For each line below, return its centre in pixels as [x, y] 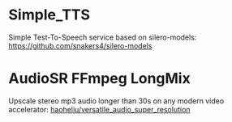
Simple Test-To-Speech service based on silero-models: [103, 37]
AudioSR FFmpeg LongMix [99, 79]
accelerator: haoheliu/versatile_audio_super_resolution [99, 109]
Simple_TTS [49, 15]
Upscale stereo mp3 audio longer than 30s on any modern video [116, 101]
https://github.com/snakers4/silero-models [80, 45]
